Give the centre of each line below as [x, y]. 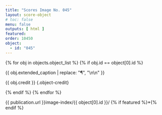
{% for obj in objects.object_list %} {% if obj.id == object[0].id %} [74, 62]
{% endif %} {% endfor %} [33, 92]
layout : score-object [28, 15]
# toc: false [19, 19]
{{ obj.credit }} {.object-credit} [37, 82]
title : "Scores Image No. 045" [39, 10]
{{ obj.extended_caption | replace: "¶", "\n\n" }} [55, 73]
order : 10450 [19, 39]
